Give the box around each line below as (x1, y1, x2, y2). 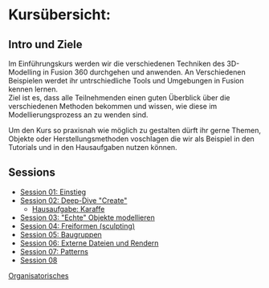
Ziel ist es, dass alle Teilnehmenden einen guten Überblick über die (8, 93, 230, 102)
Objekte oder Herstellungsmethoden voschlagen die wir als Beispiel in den (8, 134, 255, 144)
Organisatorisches (8, 270, 69, 280)
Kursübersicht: (8, 6, 111, 24)
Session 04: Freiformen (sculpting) (19, 221, 135, 230)
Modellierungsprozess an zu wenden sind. (8, 110, 149, 120)
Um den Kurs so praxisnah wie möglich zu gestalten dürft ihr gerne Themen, (8, 126, 262, 135)
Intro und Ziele (8, 38, 83, 51)
